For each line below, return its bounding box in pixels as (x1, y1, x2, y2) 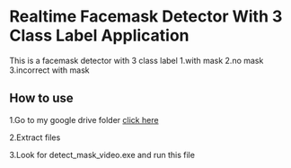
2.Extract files (9, 132, 61, 143)
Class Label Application (9, 25, 190, 46)
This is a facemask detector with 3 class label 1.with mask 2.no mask (9, 55, 264, 66)
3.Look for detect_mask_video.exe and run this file (9, 149, 196, 160)
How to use (9, 91, 74, 106)
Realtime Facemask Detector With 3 (9, 6, 283, 27)
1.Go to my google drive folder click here (9, 114, 159, 125)
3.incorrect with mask (9, 65, 90, 75)
